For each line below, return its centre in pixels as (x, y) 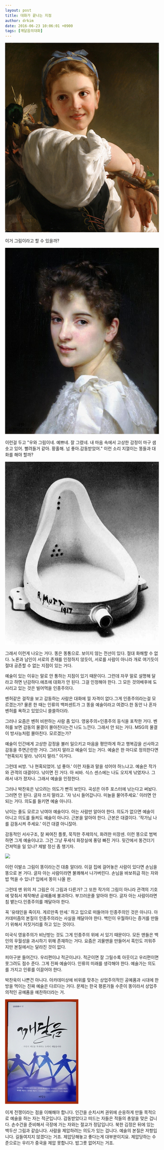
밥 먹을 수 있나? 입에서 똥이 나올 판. (39, 879)
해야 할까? (24, 454)
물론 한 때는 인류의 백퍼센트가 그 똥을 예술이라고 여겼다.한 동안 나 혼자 (91, 705)
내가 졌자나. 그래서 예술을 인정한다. (47, 778)
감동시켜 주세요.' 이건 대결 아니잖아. (44, 823)
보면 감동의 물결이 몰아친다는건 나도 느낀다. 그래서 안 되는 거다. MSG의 (81, 727)
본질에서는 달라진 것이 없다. (40, 947)
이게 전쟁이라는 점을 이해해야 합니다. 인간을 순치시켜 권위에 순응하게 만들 (74, 1112)
